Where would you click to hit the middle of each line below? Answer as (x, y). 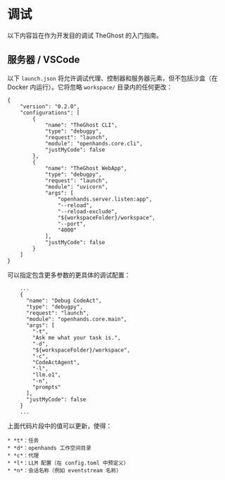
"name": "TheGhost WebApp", (86, 168)
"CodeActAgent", (56, 362)
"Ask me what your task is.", (77, 337)
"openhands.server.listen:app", (105, 199)
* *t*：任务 (23, 440)
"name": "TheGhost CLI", (81, 125)
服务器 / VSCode (44, 60)
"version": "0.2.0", (50, 107)
